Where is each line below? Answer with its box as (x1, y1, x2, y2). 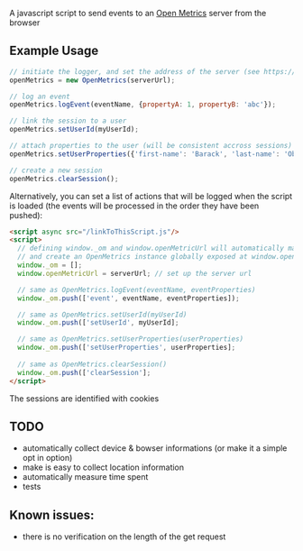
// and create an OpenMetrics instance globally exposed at (17, 253, 248, 262)
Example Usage (9, 43, 99, 59)
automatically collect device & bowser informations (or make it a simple (22, 443, 288, 454)
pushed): (9, 209, 43, 220)
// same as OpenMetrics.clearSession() (17, 360, 168, 369)
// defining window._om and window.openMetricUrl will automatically (17, 243, 284, 253)
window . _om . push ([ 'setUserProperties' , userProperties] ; (17, 343, 236, 353)
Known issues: (9, 507, 95, 522)
